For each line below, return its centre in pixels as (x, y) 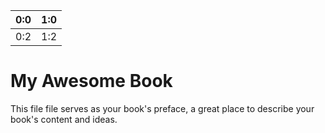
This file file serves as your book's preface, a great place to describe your (162, 108)
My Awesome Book (91, 81)
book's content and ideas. (64, 119)
